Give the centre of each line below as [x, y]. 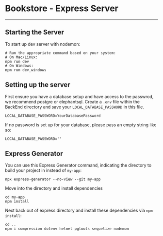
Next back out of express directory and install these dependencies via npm [79, 211]
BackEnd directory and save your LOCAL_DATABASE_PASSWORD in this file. [74, 107]
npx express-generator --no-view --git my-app [53, 179]
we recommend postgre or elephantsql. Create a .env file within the [72, 101]
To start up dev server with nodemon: [43, 44]
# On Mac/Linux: [21, 57]
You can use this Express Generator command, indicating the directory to [78, 165]
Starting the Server [35, 32]
